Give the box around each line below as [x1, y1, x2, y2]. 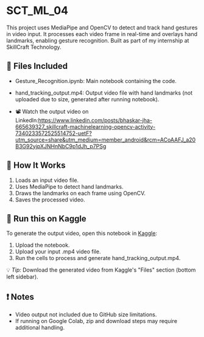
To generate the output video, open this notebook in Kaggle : [6, 230, 157, 237]
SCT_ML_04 [6, 4, 69, 18]
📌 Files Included [6, 61, 68, 71]
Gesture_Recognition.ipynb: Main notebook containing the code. [15, 77, 177, 84]
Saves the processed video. [15, 196, 85, 203]
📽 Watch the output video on [15, 107, 89, 115]
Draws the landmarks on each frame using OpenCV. [15, 189, 146, 197]
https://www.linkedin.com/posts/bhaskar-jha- [38, 117, 153, 124]
